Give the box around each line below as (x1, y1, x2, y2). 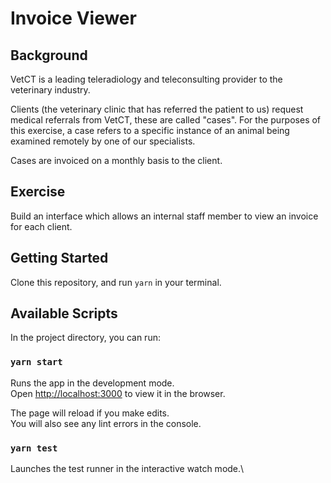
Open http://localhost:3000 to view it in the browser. (10, 387, 226, 399)
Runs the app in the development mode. (10, 377, 175, 389)
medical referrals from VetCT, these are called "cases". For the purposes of (10, 114, 322, 126)
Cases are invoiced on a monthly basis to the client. (10, 155, 223, 166)
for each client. (10, 220, 73, 232)
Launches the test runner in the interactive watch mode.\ (10, 463, 245, 475)
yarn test (10, 442, 58, 454)
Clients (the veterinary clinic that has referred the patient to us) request (10, 103, 304, 115)
